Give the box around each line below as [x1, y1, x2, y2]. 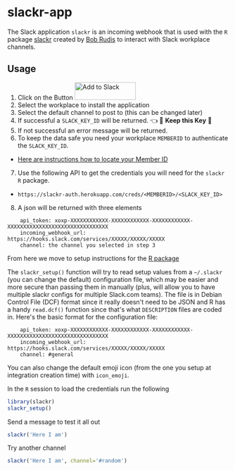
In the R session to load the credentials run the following [7, 384, 170, 393]
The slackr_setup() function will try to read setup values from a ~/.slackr [7, 267, 223, 276]
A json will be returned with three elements [17, 203, 142, 212]
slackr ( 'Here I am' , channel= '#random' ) [7, 458, 128, 465]
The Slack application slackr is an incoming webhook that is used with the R [7, 27, 228, 36]
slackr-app [7, 4, 72, 20]
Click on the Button [17, 93, 74, 102]
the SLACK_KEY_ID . [17, 141, 69, 149]
